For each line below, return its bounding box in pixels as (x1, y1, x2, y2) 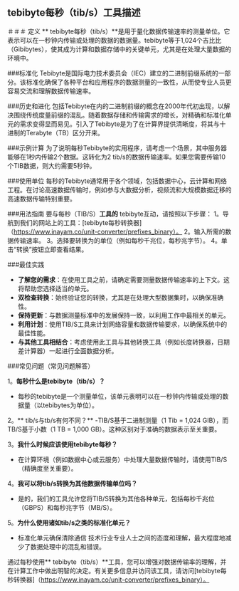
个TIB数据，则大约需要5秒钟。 (7, 161, 96, 169)
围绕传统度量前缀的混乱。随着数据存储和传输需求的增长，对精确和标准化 (13, 110, 225, 119)
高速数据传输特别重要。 (7, 194, 76, 203)
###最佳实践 (7, 260, 45, 268)
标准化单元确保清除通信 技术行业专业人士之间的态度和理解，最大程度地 (17, 533, 225, 542)
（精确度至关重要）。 (17, 464, 78, 472)
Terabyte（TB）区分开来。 (26, 128, 105, 137)
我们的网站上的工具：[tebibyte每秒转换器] (19, 218, 142, 226)
